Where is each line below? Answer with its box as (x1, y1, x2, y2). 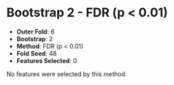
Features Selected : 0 (16, 56, 77, 64)
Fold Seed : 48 (16, 49, 57, 58)
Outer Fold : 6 (16, 27, 55, 36)
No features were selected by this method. (6, 70, 127, 78)
